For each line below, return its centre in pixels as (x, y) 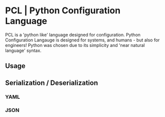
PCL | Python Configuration (63, 11)
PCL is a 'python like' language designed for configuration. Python (73, 35)
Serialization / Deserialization (52, 83)
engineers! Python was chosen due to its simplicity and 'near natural (75, 45)
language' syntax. (23, 50)
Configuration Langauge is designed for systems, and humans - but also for (82, 40)
